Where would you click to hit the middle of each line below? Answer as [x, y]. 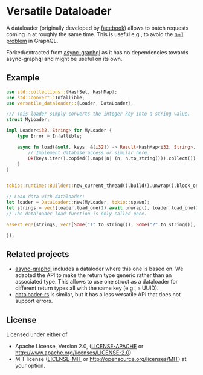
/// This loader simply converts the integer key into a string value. [98, 114]
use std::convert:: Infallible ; [46, 97]
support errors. [34, 301]
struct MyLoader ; [28, 120]
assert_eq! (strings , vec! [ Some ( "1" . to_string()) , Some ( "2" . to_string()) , [101, 224]
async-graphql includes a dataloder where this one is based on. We [99, 269]
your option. [30, 365]
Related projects [38, 254]
